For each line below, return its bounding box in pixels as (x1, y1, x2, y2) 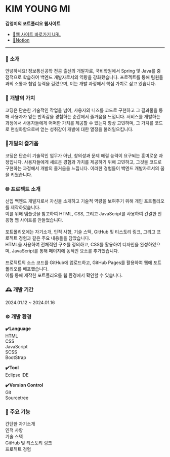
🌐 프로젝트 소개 (5, 185, 41, 192)
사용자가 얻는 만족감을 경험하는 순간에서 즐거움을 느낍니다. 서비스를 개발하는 (10, 113, 161, 119)
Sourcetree (5, 395, 29, 401)
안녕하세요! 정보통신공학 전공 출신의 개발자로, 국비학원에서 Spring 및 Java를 (5, 68, 156, 74)
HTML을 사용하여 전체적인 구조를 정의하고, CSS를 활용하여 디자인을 (5, 242, 139, 248)
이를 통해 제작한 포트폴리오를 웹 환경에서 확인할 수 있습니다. (5, 272, 123, 278)
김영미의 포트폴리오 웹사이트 (5, 20, 61, 26)
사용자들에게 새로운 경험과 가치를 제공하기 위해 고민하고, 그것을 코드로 (24, 158, 162, 165)
